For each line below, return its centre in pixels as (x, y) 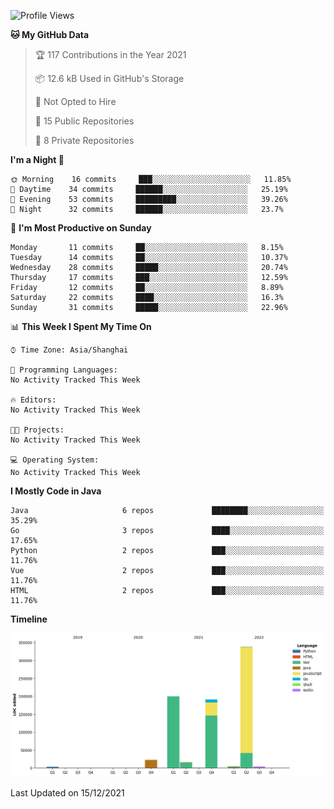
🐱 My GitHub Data (50, 34)
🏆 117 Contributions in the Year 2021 (110, 54)
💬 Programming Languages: (64, 370)
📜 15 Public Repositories (84, 121)
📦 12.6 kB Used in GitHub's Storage (109, 78)
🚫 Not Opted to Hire (75, 101)
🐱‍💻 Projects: (37, 430)
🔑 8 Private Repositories (84, 140)
